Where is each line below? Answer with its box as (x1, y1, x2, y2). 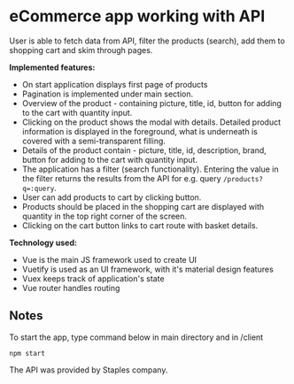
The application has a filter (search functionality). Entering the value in (21, 164, 279, 174)
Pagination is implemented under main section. (21, 88, 194, 99)
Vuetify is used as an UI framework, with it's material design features (21, 264, 275, 274)
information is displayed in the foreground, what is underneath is (21, 126, 259, 136)
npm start (9, 349, 46, 357)
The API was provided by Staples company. (9, 365, 168, 375)
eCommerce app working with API (9, 6, 266, 27)
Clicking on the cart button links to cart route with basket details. (21, 219, 259, 231)
